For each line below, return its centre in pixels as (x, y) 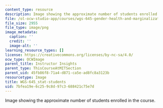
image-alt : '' (24, 46)
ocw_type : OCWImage (25, 59)
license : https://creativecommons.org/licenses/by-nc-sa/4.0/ (69, 55)
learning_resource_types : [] (34, 50)
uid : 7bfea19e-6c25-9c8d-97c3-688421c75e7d (50, 86)
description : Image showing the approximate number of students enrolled (81, 14)
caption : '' (22, 37)
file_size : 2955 (21, 23)
